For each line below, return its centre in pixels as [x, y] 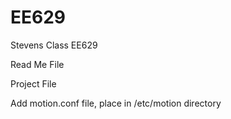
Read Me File [37, 64]
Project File [33, 83]
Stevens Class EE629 [54, 45]
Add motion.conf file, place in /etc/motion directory [116, 103]
